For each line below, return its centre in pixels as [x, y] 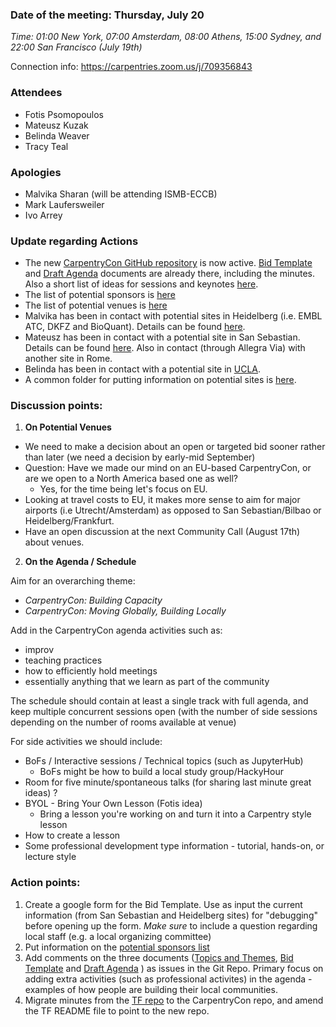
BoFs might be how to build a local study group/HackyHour [161, 772]
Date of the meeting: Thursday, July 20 [107, 15]
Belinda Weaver [57, 135]
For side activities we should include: [86, 742]
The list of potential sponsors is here [100, 295]
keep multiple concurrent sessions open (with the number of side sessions [164, 712]
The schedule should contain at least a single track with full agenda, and [159, 701]
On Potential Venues [68, 427]
